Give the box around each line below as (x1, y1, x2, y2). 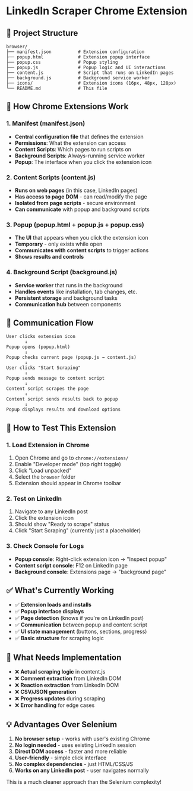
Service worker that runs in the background (14, 281, 123, 289)
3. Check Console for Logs (6, 542, 84, 550)
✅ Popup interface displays (14, 608, 84, 615)
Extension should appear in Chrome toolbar (14, 480, 122, 487)
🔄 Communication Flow (6, 318, 94, 328)
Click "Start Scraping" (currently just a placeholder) (14, 527, 141, 534)
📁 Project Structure (6, 28, 78, 38)
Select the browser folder (14, 473, 76, 480)
